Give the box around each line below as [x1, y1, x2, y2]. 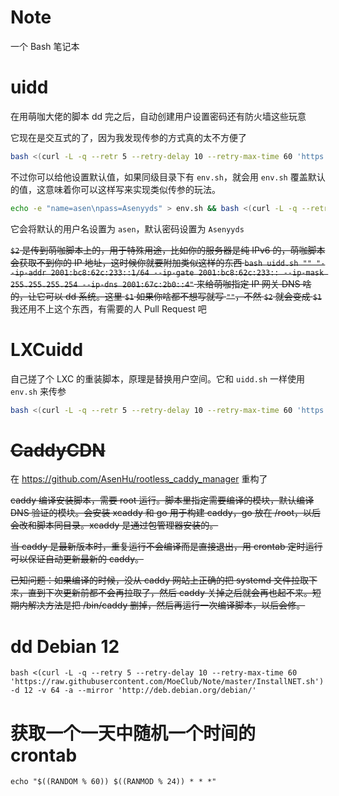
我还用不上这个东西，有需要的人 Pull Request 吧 [10, 302, 207, 315]
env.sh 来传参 [10, 385, 67, 397]
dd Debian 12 [10, 635, 120, 658]
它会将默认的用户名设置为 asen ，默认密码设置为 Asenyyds [10, 222, 245, 235]
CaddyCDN [10, 439, 106, 461]
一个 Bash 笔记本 [10, 40, 80, 52]
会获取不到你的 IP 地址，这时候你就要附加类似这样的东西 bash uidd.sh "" [10, 256, 312, 268]
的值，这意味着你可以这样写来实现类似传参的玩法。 [10, 183, 221, 195]
